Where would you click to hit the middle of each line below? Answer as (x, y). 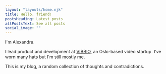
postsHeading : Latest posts (34, 19)
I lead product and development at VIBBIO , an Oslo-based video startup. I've (83, 52)
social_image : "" (23, 28)
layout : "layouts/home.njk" (34, 10)
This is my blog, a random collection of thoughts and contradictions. (75, 67)
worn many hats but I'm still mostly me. (45, 57)
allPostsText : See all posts (35, 23)
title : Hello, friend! (28, 14)
